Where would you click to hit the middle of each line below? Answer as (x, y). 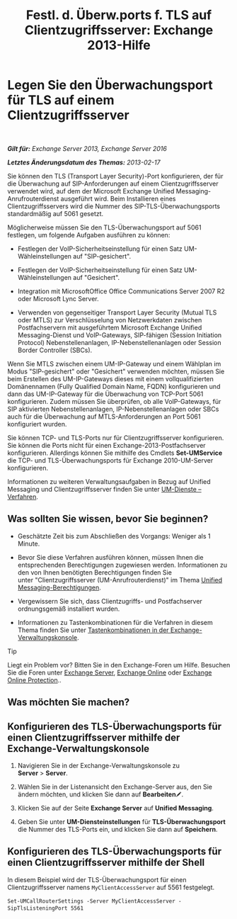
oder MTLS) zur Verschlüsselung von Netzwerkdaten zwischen (110, 320)
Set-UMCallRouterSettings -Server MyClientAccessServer (91, 901)
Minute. (29, 543)
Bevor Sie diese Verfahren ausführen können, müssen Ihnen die (110, 557)
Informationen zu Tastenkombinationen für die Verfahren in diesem (115, 622)
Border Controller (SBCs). (55, 350)
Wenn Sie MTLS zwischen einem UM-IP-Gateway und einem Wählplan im (114, 363)
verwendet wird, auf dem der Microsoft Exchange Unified (91, 191)
